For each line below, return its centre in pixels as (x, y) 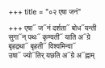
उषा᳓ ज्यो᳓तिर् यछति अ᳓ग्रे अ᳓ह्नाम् (52, 55)
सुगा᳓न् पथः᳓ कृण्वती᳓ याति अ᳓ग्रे (50, 37)
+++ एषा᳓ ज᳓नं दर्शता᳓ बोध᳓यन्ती (52, 28)
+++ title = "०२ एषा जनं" (45, 12)
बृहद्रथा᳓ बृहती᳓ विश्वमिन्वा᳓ (42, 46)
